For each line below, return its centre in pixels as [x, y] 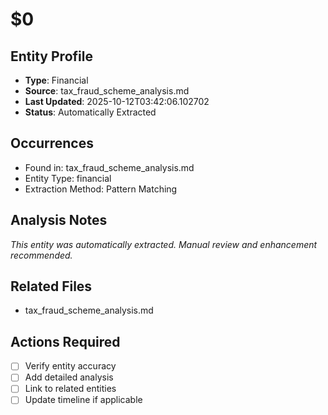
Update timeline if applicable [83, 400]
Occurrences [52, 143]
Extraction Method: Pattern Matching [101, 189]
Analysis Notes [59, 220]
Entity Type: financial [68, 178]
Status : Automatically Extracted [90, 112]
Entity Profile [51, 56]
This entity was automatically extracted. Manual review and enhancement [164, 244]
